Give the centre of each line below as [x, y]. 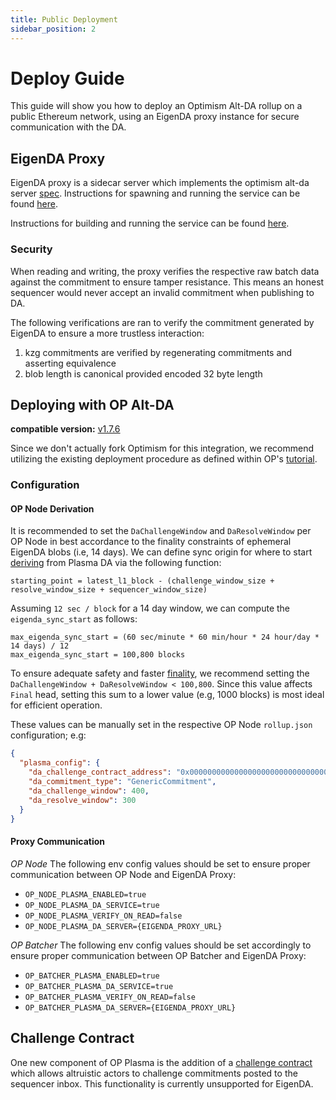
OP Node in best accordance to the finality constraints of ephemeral [151, 542]
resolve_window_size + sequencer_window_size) [109, 590]
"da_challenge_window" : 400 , [89, 791]
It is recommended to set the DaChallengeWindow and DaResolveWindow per [161, 531]
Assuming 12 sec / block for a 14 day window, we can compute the [150, 608]
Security [31, 249]
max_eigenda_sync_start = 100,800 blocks [98, 655]
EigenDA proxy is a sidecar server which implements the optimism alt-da [160, 183]
